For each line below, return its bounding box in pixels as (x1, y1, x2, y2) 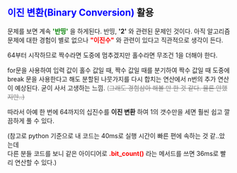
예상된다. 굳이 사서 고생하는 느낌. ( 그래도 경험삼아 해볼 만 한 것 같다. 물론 (14, 84, 214, 92)
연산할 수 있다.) (14, 158, 57, 167)
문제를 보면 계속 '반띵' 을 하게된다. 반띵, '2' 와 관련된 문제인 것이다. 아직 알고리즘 (7, 27, 231, 35)
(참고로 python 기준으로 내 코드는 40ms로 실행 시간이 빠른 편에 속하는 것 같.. (7, 131, 219, 140)
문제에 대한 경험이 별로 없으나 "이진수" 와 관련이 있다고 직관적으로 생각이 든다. (7, 35, 224, 44)
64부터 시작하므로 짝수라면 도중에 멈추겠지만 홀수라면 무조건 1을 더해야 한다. (7, 50, 218, 59)
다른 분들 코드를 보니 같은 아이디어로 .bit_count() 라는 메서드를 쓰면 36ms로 (7, 149, 219, 157)
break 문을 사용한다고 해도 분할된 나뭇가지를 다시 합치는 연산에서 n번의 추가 (7, 74, 216, 83)
